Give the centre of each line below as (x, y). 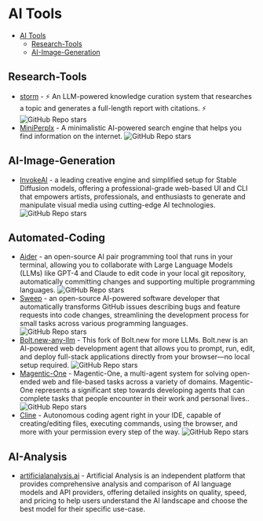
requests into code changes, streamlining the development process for (134, 315)
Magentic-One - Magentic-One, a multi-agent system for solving (124, 373)
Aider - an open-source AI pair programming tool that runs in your (126, 257)
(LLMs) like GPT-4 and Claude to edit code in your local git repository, (132, 273)
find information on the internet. (71, 136)
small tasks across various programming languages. (104, 324)
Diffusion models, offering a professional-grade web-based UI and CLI (133, 188)
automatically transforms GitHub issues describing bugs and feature (130, 306)
